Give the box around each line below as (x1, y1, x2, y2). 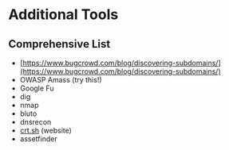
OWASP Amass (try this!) (19, 75, 102, 84)
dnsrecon (19, 117, 52, 126)
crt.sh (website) (19, 125, 72, 135)
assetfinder (19, 134, 57, 144)
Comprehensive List (8, 37, 111, 51)
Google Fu (19, 83, 54, 93)
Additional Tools (8, 6, 119, 24)
